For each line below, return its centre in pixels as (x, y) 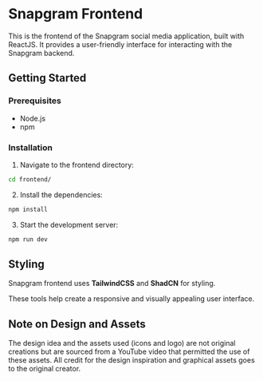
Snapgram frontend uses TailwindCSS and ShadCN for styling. (112, 284)
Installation (31, 147)
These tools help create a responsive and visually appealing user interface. (131, 299)
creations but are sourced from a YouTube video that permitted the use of (129, 351)
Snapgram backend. (41, 53)
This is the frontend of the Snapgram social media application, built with (126, 36)
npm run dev (28, 239)
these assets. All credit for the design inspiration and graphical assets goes (131, 360)
